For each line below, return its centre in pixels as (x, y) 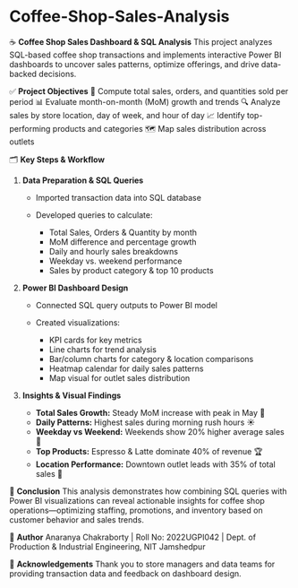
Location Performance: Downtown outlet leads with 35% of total (155, 464)
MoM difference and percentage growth (123, 242)
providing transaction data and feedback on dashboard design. (125, 573)
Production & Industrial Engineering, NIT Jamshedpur (107, 546)
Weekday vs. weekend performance (115, 261)
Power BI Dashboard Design (75, 288)
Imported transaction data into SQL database (118, 197)
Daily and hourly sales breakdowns (114, 251)
